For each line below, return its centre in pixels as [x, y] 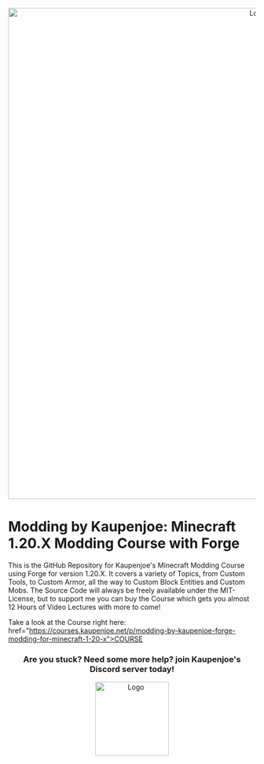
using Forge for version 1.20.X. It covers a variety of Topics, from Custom [126, 573]
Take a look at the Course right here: [67, 622]
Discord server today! [132, 669]
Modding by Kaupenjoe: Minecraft [122, 527]
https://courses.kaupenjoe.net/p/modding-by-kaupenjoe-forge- [132, 630]
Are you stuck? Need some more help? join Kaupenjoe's [132, 659]
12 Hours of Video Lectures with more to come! [84, 607]
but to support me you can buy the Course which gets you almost [143, 598]
